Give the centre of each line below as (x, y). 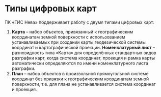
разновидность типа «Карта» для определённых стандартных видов (84, 53)
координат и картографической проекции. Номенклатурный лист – (83, 47)
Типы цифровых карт (51, 9)
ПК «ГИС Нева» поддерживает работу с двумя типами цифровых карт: (80, 22)
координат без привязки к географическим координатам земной (80, 79)
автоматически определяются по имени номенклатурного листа (80, 63)
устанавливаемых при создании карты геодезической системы (79, 42)
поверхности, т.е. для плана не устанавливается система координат (84, 84)
